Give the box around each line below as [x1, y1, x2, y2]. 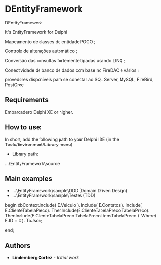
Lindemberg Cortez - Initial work [12, 255, 79, 261]
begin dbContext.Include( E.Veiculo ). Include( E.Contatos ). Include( [5, 202, 142, 208]
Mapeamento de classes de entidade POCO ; [5, 38, 96, 45]
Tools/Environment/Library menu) [5, 141, 73, 147]
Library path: [12, 151, 38, 157]
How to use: [5, 123, 42, 132]
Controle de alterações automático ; [5, 48, 77, 54]
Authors [5, 241, 31, 250]
